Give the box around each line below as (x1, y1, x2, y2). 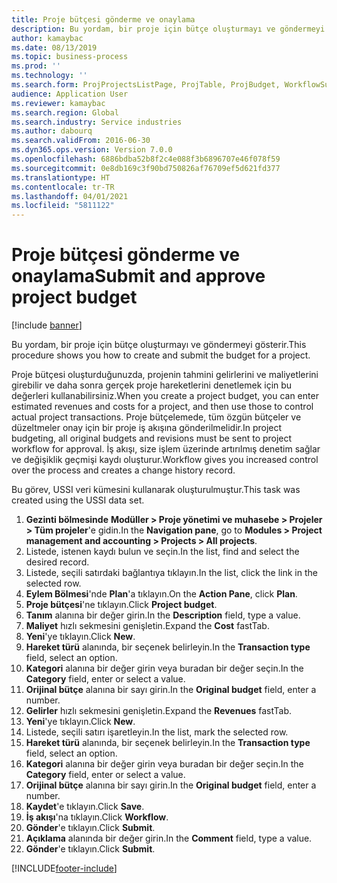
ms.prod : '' (11, 61, 61, 71)
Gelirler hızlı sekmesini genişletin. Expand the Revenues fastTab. (25, 705, 293, 717)
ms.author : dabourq (11, 126, 93, 136)
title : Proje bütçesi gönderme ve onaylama (11, 14, 196, 25)
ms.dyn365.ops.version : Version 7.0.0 (11, 145, 173, 155)
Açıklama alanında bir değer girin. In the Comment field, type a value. (25, 832, 313, 845)
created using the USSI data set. (11, 494, 145, 506)
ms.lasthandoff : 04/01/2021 (11, 191, 129, 201)
